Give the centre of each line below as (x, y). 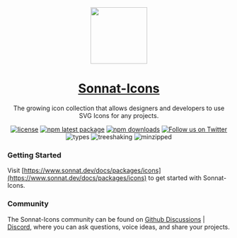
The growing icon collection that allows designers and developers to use (119, 108)
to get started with (175, 178)
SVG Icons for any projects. (119, 115)
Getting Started (34, 155)
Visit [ (16, 171)
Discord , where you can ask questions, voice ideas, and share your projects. (118, 227)
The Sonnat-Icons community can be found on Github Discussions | (106, 219)
